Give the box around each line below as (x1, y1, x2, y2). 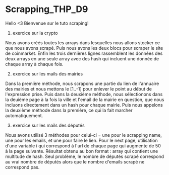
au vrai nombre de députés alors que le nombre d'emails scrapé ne (5, 158, 145, 164)
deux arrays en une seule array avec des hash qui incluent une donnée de (5, 55, 159, 61)
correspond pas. (5, 164, 40, 170)
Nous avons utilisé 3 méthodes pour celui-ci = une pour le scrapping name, (5, 132, 162, 138)
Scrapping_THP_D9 (5, 4, 88, 15)
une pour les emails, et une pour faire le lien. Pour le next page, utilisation (5, 137, 158, 143)
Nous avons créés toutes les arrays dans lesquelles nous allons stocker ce (5, 39, 160, 46)
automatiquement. (5, 112, 43, 119)
